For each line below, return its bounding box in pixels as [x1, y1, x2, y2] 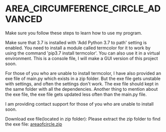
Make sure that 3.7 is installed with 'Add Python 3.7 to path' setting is [5, 39, 147, 45]
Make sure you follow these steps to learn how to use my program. [5, 30, 143, 36]
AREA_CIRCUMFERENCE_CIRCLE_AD [5, 3, 161, 14]
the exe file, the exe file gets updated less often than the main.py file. [5, 91, 147, 97]
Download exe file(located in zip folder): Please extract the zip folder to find [5, 116, 161, 122]
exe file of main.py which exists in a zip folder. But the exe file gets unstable [5, 75, 161, 81]
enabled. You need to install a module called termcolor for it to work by [5, 45, 151, 51]
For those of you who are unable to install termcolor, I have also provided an [5, 70, 161, 76]
